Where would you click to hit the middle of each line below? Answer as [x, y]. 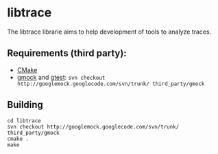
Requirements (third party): [67, 53]
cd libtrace [24, 121]
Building [25, 105]
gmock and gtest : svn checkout [61, 77]
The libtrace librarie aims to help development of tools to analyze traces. [109, 32]
